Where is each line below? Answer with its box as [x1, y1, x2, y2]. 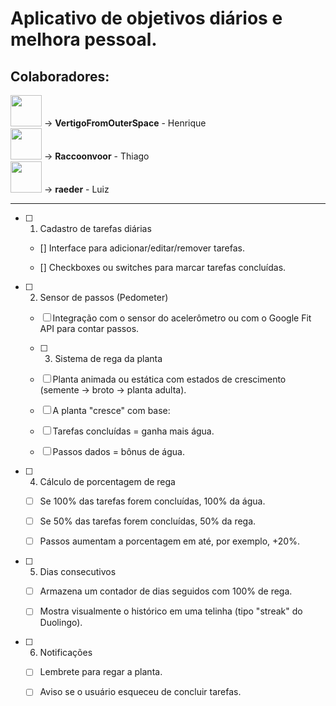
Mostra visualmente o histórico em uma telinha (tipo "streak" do [39, 605, 303, 617]
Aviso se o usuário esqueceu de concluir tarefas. [39, 686, 242, 698]
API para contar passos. [39, 323, 140, 334]
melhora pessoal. [10, 28, 158, 51]
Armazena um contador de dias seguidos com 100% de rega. [39, 585, 293, 597]
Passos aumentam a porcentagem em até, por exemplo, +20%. [39, 535, 300, 547]
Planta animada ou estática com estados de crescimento [52, 373, 287, 385]
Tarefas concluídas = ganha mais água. [52, 425, 215, 437]
